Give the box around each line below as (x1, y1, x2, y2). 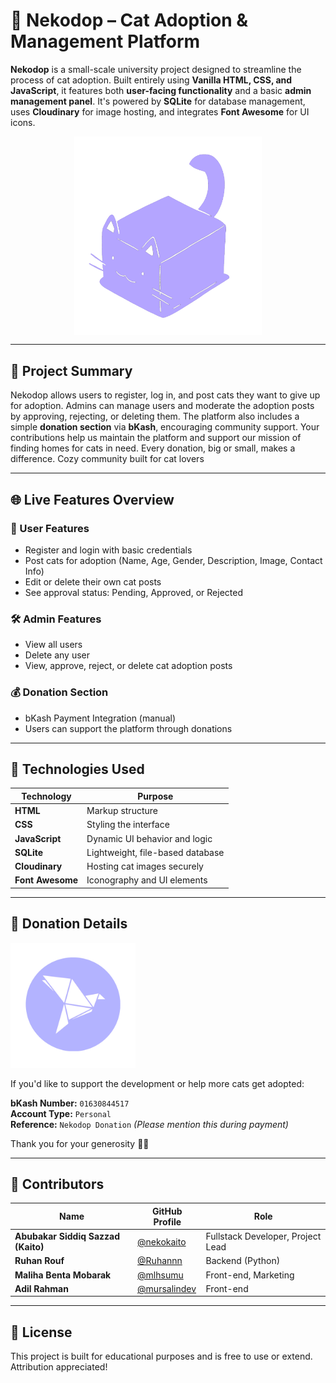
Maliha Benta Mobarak (14, 1269, 112, 1281)
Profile (153, 1215, 182, 1228)
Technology (21, 790, 72, 802)
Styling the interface (86, 819, 170, 831)
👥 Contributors (10, 1176, 105, 1193)
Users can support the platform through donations (24, 722, 233, 734)
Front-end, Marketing (205, 1269, 295, 1281)
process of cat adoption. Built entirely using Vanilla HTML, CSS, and (10, 74, 293, 86)
